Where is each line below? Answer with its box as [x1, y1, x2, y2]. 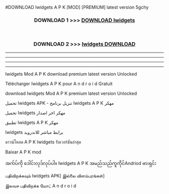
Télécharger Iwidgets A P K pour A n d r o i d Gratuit [5, 80, 113, 87]
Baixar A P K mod [5, 149, 42, 155]
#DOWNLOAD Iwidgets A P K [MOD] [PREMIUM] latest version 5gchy [5, 5, 149, 10]
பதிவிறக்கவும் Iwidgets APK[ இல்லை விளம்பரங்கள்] [5, 172, 105, 178]
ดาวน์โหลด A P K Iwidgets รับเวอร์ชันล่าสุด [5, 139, 81, 145]
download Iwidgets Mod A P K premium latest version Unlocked [5, 90, 137, 96]
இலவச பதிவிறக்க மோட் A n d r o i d [5, 182, 76, 188]
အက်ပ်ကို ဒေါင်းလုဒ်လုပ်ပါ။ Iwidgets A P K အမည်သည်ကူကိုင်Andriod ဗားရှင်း [5, 160, 157, 166]
